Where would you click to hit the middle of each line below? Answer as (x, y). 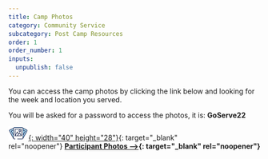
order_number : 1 (35, 51)
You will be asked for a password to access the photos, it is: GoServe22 (127, 115)
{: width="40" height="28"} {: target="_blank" (103, 137)
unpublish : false (44, 68)
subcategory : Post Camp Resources (66, 34)
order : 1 (23, 42)
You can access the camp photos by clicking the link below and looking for (132, 91)
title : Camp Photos (41, 17)
